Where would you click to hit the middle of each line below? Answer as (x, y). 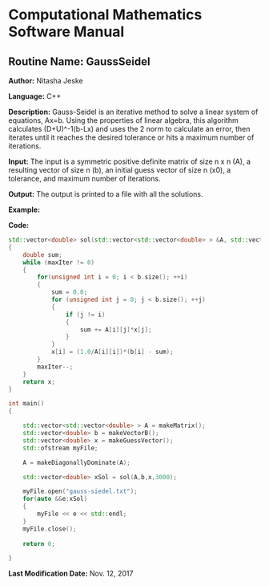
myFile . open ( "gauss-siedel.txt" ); (80, 491)
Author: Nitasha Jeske (46, 81)
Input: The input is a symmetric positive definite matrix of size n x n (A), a (129, 161)
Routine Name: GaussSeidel (79, 61)
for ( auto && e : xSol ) (55, 499)
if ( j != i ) (85, 315)
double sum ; (42, 254)
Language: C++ (35, 96)
